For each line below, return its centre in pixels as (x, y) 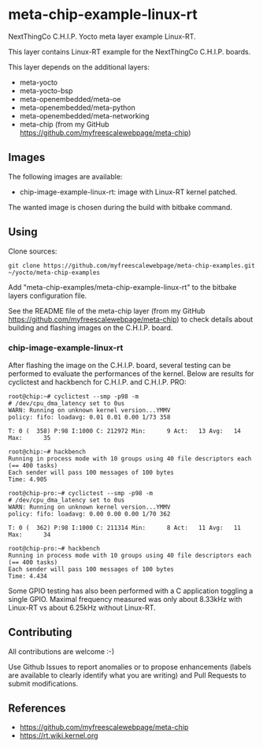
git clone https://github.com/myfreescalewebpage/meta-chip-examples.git (132, 265)
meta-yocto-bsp (46, 90)
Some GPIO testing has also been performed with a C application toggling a (131, 591)
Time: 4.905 (28, 479)
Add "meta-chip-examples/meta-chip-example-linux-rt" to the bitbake (122, 287)
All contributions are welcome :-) (61, 651)
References (37, 709)
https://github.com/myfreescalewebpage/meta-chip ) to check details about (131, 319)
